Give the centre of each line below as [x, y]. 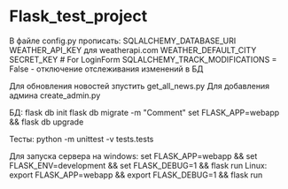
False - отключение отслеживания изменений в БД [106, 69]
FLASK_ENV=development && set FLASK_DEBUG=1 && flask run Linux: [138, 165]
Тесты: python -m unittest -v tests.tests [82, 139]
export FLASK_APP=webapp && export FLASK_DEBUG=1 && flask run [136, 175]
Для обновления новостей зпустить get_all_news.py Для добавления [140, 86]
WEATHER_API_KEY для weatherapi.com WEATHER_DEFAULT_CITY [133, 49]
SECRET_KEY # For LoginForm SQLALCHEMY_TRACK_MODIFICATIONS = [143, 59]
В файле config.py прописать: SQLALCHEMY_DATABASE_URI [123, 41]
